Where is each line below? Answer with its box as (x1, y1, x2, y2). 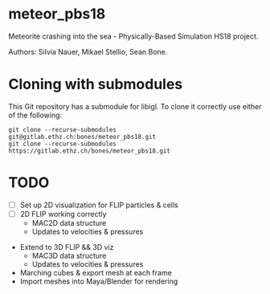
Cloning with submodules (8, 76, 183, 93)
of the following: (8, 110, 63, 120)
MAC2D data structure (31, 218, 107, 227)
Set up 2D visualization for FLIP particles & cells (19, 200, 178, 210)
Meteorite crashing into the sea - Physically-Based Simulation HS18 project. (8, 31, 259, 41)
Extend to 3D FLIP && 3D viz (19, 242, 114, 251)
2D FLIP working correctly (19, 209, 107, 218)
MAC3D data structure (31, 251, 107, 260)
